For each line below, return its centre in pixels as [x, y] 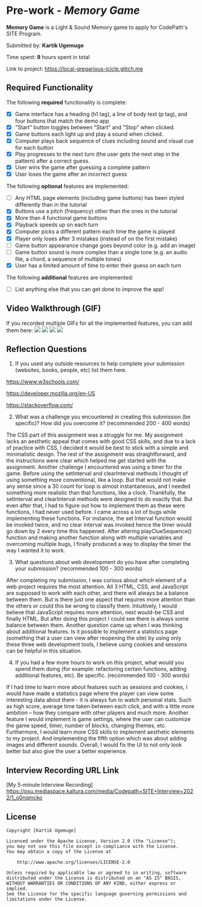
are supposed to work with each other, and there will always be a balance [97, 593]
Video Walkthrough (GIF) [54, 309]
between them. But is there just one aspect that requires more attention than [101, 600]
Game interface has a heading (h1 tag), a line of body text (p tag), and [101, 114]
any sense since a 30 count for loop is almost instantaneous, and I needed [98, 486]
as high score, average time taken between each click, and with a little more [100, 707]
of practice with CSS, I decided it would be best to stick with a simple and [97, 448]
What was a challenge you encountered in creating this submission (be [103, 417]
